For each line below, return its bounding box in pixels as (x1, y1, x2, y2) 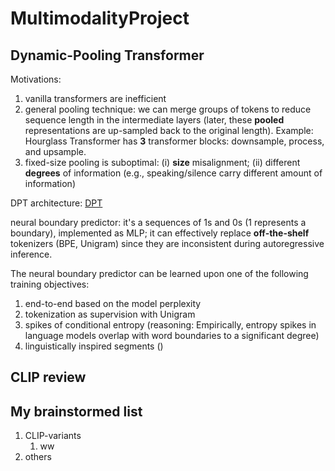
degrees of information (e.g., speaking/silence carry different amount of (24, 167, 323, 179)
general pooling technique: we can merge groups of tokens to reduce (24, 103, 312, 115)
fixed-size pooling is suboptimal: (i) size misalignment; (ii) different (24, 157, 301, 168)
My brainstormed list (10, 403, 143, 420)
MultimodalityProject (10, 7, 190, 30)
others (24, 451, 52, 463)
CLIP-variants (24, 430, 82, 442)
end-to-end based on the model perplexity (24, 298, 202, 309)
